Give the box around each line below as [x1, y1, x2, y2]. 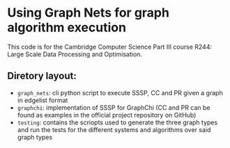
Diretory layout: [7, 70, 77, 82]
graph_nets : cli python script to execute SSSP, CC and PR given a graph [17, 88, 223, 97]
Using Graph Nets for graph [7, 5, 169, 21]
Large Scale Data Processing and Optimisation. [7, 50, 143, 58]
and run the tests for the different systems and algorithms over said [17, 125, 211, 133]
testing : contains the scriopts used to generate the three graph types [17, 118, 218, 126]
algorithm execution [7, 19, 127, 35]
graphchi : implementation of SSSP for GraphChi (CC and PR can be [17, 103, 210, 112]
